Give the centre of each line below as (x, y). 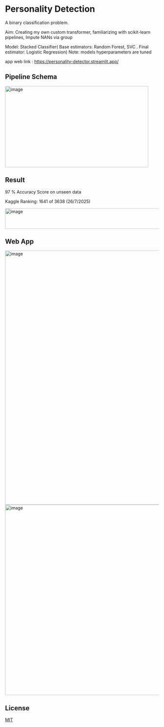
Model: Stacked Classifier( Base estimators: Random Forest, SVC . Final (77, 47)
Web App (20, 241)
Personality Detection (50, 9)
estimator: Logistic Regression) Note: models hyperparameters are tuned (78, 52)
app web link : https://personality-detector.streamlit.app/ (62, 61)
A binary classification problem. (37, 23)
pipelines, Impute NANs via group (39, 37)
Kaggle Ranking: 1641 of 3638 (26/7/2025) (48, 201)
